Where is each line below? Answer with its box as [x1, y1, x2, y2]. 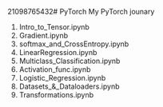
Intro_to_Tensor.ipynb [18, 22, 89, 31]
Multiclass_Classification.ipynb [18, 56, 121, 65]
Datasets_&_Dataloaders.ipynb [18, 81, 121, 91]
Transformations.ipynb [18, 90, 94, 99]
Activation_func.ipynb [18, 65, 91, 74]
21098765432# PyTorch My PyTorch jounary [7, 7, 155, 16]
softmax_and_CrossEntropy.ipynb [18, 39, 129, 49]
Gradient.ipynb [18, 31, 69, 40]
